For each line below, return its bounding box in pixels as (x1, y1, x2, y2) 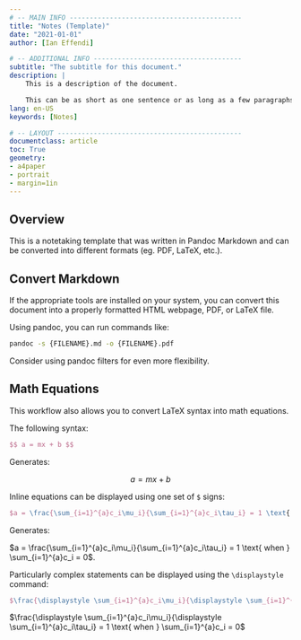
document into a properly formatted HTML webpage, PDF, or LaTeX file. (9, 304, 275, 315)
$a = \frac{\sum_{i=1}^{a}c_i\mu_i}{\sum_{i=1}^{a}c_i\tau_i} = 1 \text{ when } (9, 542, 290, 553)
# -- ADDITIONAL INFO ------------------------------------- (9, 55, 243, 64)
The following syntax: (9, 423, 89, 434)
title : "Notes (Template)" (9, 22, 110, 31)
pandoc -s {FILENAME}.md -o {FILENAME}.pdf (9, 339, 175, 348)
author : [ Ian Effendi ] (9, 38, 94, 48)
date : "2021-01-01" (9, 30, 82, 39)
